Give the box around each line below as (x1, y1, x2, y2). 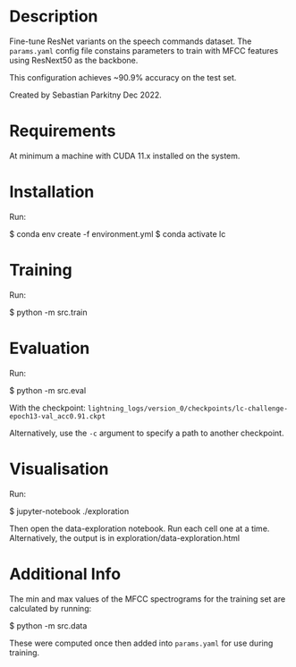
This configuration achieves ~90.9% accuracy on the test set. (9, 72, 237, 82)
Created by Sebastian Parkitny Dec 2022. (9, 89, 163, 100)
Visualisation (9, 459, 109, 479)
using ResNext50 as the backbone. (9, 55, 139, 65)
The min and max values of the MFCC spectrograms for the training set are (9, 593, 286, 604)
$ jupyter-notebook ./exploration (9, 505, 130, 516)
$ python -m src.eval (9, 384, 87, 395)
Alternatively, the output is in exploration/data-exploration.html (9, 532, 240, 543)
